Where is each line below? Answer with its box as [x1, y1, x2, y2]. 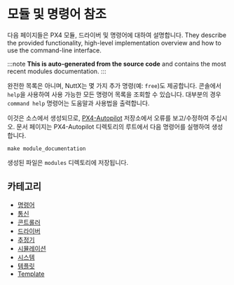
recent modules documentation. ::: [7, 67, 106, 75]
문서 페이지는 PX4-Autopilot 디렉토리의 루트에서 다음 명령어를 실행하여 [16, 122, 210, 131]
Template [17, 270, 45, 278]
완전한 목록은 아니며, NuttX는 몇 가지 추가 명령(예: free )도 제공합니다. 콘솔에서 [7, 81, 222, 89]
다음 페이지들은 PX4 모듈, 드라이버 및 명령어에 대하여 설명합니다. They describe [7, 31, 227, 39]
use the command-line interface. [7, 46, 102, 54]
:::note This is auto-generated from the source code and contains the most [7, 59, 226, 68]
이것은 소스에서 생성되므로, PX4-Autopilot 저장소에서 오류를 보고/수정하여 [7, 113, 209, 122]
